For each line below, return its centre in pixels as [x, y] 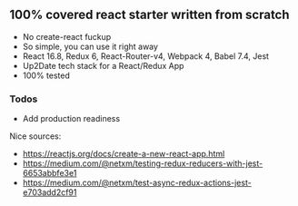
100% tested [46, 75]
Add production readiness [71, 119]
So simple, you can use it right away [90, 46]
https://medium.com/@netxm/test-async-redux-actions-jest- [137, 183]
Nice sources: [35, 136]
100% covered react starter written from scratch [149, 15]
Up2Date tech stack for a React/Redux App [103, 65]
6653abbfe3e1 [50, 173]
